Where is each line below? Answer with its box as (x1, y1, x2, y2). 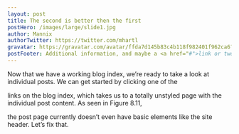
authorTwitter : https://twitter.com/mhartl (7, 37, 139, 44)
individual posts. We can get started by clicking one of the (7, 77, 178, 86)
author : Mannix (7, 30, 53, 38)
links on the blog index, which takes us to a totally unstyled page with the (7, 91, 222, 100)
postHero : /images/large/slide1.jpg (7, 24, 116, 31)
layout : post (7, 10, 46, 18)
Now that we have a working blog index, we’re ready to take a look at (7, 69, 210, 78)
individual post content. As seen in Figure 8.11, (7, 98, 142, 107)
